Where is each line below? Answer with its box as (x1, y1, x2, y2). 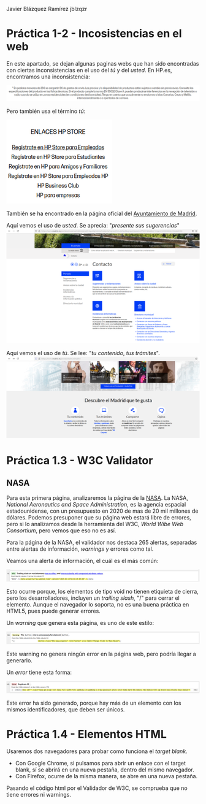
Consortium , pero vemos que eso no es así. (6, 527, 116, 534)
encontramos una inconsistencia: (6, 73, 90, 80)
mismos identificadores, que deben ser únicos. (6, 706, 125, 713)
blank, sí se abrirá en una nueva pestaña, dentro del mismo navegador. (15, 766, 194, 773)
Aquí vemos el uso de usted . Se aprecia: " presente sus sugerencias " (6, 221, 180, 229)
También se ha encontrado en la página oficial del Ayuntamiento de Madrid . (6, 210, 197, 217)
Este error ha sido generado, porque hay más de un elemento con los (6, 699, 181, 707)
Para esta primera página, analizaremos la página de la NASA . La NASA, (6, 494, 189, 502)
